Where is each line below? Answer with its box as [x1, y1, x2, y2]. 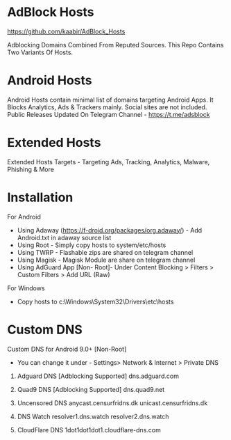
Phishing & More [7, 165, 54, 173]
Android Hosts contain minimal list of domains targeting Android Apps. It [7, 95, 214, 104]
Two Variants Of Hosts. [7, 48, 74, 56]
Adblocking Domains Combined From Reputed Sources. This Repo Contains [7, 40, 224, 49]
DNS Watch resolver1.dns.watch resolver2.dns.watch [17, 412, 169, 421]
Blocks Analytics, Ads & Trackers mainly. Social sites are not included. [7, 102, 207, 111]
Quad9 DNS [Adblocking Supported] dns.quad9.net [17, 385, 165, 393]
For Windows [7, 283, 45, 292]
